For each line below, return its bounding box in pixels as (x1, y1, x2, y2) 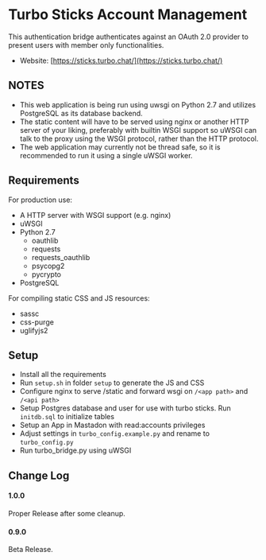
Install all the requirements (19, 370, 107, 379)
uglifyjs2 (19, 325, 48, 335)
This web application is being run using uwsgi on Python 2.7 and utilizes (19, 99, 256, 109)
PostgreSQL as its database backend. (19, 108, 143, 118)
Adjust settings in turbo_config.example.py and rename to (19, 429, 210, 438)
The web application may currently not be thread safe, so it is (19, 142, 221, 152)
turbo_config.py (19, 439, 74, 447)
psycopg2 (31, 261, 65, 270)
